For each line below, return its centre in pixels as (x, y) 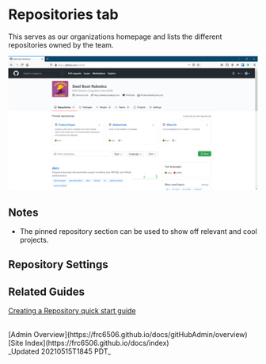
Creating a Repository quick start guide (72, 311)
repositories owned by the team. (61, 44)
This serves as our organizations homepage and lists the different (115, 36)
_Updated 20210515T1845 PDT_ (60, 351)
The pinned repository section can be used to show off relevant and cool (138, 231)
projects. (34, 239)
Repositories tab (63, 15)
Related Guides (47, 291)
